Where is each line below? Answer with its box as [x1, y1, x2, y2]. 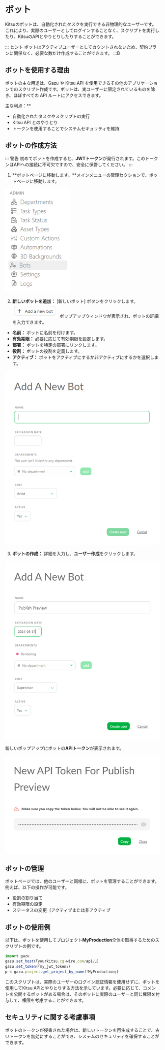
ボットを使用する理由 [5, 66, 70, 74]
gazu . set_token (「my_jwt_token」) [5, 964, 71, 969]
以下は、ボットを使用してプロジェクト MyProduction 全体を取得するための [5, 937, 156, 943]
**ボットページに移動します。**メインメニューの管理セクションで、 [12, 172, 150, 178]
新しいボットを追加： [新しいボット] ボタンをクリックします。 [12, 298, 138, 304]
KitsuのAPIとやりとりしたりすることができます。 [18, 33, 116, 39]
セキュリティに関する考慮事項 [5, 1013, 95, 1021]
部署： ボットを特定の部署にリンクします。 [12, 342, 100, 348]
